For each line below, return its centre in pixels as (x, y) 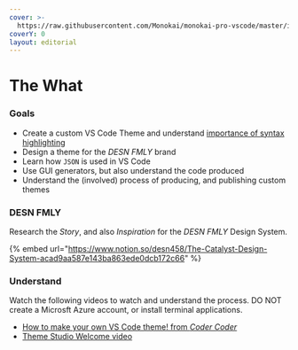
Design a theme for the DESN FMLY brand (99, 152)
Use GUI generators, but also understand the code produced (133, 170)
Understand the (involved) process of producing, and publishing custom (154, 180)
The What (46, 86)
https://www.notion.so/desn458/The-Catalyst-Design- (168, 249)
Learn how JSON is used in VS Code (86, 161)
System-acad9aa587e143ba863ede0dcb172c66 (97, 259)
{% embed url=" (39, 249)
